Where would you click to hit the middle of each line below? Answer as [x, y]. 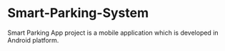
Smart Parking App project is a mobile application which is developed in [113, 33]
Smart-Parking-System [78, 13]
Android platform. [33, 40]
